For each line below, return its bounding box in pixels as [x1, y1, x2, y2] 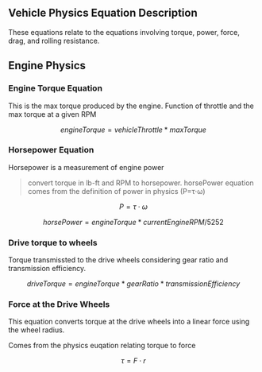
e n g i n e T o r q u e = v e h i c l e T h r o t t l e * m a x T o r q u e [60, 125, 206, 134]
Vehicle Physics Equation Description [8, 6, 198, 20]
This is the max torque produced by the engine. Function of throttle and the [8, 101, 254, 110]
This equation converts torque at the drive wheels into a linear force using [8, 317, 250, 327]
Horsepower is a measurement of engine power [8, 162, 164, 172]
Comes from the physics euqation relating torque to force [8, 341, 196, 351]
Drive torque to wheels [8, 237, 98, 248]
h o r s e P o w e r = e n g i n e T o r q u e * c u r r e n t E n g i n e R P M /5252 [43, 217, 224, 227]
